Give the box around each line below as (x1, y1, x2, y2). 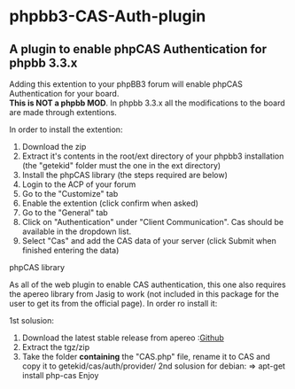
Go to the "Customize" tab (21, 189, 119, 198)
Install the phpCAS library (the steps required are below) (21, 170, 229, 180)
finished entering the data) (21, 245, 120, 255)
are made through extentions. (9, 107, 117, 117)
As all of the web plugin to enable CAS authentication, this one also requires (9, 279, 286, 290)
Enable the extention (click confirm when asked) (21, 198, 199, 208)
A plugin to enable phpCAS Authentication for (9, 42, 268, 57)
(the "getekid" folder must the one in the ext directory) (21, 160, 221, 170)
